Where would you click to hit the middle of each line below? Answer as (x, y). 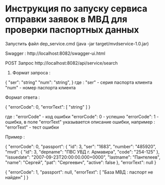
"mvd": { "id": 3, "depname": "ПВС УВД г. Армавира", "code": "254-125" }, (82, 152)
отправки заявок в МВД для (66, 19)
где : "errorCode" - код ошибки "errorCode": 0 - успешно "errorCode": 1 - (82, 116)
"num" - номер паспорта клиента (41, 87)
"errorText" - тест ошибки (32, 127)
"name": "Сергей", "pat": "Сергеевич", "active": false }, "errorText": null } (81, 162)
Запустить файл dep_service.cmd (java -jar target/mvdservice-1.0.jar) (77, 43)
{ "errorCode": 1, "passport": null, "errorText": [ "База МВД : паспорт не (79, 172)
